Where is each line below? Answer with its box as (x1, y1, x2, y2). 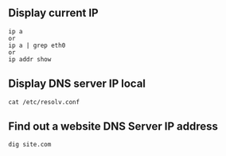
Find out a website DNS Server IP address (8, 119, 219, 134)
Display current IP (8, 6, 99, 20)
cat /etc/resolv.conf (8, 98, 80, 106)
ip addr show (8, 55, 52, 63)
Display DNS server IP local (8, 77, 146, 91)
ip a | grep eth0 (8, 41, 66, 49)
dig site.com (8, 141, 52, 149)
